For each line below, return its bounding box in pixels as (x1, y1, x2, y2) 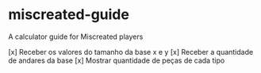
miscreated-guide (8, 6, 129, 24)
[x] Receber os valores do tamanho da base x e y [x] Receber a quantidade (8, 47, 254, 56)
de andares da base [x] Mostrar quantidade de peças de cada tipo (8, 56, 225, 65)
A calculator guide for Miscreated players (8, 32, 144, 41)
